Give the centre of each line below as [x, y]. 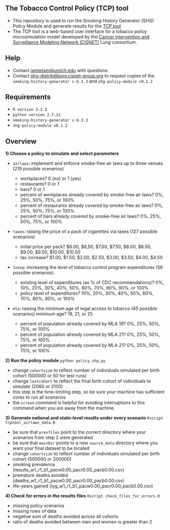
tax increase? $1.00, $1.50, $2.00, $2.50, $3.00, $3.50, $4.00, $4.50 [91, 258]
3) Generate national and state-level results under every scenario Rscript [84, 418]
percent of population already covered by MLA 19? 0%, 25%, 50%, [90, 324]
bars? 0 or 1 [32, 189]
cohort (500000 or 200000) [42, 459]
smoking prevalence [34, 465]
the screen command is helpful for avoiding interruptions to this [79, 403]
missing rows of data [35, 511]
